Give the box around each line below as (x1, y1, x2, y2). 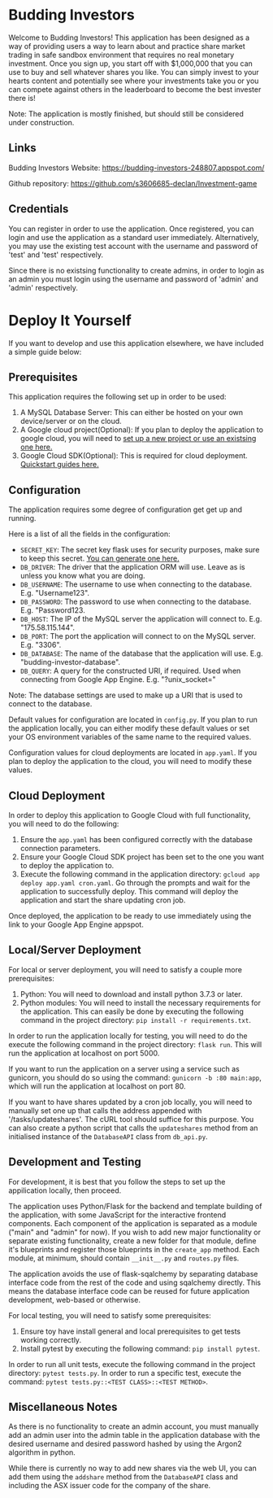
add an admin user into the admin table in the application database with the (8, 1430, 261, 1440)
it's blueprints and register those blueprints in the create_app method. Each (8, 1244, 260, 1254)
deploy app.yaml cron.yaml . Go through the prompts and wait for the (19, 877, 250, 888)
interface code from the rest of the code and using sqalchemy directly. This (8, 1277, 262, 1287)
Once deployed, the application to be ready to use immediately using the (8, 911, 252, 920)
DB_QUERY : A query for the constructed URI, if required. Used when (19, 666, 241, 676)
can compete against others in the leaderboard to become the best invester (8, 84, 262, 94)
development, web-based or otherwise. (8, 1295, 141, 1304)
